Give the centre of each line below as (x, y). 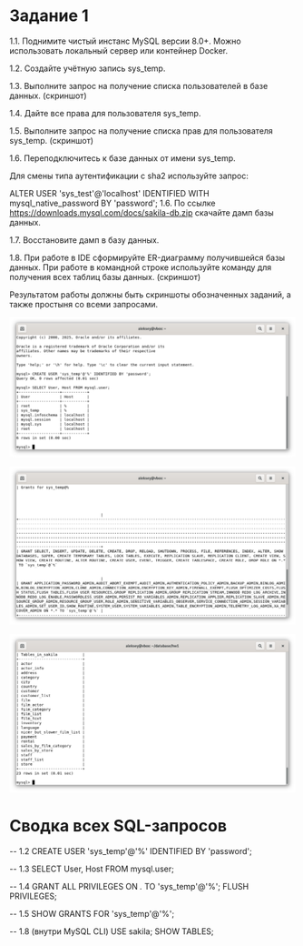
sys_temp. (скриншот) (51, 140)
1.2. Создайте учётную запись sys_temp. (88, 68)
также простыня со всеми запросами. (84, 304)
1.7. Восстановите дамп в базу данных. (84, 240)
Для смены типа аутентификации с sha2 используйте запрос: (129, 176)
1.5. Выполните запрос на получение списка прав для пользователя (142, 131)
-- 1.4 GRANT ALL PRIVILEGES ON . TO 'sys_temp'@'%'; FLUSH (129, 887)
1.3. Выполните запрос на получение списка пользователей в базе (139, 86)
